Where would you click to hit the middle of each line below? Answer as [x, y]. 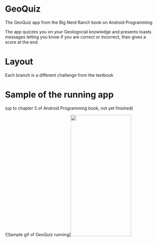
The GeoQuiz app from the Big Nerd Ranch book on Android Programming [79, 22]
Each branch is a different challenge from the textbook [59, 75]
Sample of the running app [59, 95]
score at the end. [22, 42]
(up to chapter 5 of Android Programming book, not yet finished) [69, 108]
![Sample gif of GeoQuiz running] [38, 234]
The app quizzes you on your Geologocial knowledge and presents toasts [78, 32]
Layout [19, 62]
